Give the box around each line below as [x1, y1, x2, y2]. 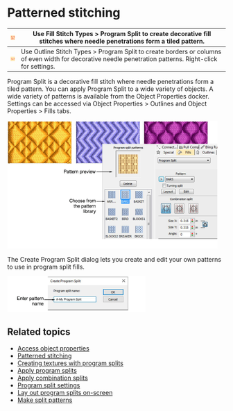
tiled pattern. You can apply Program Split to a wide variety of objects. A [7, 85, 214, 93]
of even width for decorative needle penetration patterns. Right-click [20, 54, 218, 63]
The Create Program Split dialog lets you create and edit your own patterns [7, 255, 222, 264]
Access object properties [17, 344, 90, 352]
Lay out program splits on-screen [17, 389, 113, 396]
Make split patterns [17, 396, 73, 404]
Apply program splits [17, 367, 78, 374]
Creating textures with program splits [17, 359, 123, 367]
